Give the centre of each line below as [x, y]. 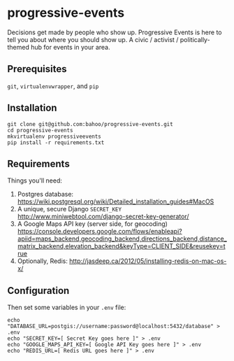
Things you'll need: [35, 180]
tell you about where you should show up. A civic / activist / [93, 39]
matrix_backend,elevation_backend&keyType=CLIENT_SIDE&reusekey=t [121, 246]
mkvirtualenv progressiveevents [54, 136]
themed [19, 47]
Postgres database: [45, 194]
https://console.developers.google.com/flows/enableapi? [100, 232]
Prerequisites [37, 69]
